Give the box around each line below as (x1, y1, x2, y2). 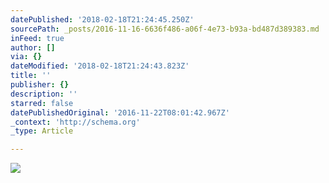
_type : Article (10, 126, 74, 136)
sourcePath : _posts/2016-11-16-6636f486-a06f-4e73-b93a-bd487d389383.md (10, 24, 320, 34)
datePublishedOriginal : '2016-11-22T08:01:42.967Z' (10, 107, 230, 118)
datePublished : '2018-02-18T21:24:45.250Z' (10, 14, 195, 25)
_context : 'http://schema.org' (10, 117, 141, 127)
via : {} (10, 52, 43, 62)
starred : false (10, 98, 74, 108)
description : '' (10, 89, 78, 99)
